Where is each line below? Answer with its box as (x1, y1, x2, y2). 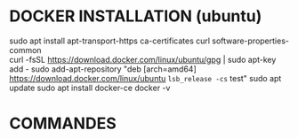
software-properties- (212, 35, 289, 46)
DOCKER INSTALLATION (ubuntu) (9, 6, 262, 27)
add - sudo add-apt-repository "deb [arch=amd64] (9, 64, 197, 74)
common (9, 44, 42, 55)
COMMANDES (9, 113, 117, 134)
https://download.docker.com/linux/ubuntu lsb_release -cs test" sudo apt (9, 73, 282, 83)
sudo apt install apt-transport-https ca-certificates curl (9, 35, 211, 46)
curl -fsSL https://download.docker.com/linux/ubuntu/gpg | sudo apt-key (9, 54, 277, 65)
